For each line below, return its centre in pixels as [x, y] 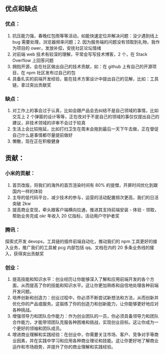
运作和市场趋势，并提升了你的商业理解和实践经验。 [64, 347]
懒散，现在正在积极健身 [36, 141]
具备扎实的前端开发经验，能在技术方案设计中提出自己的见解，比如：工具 [85, 79]
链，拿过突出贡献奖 [32, 85]
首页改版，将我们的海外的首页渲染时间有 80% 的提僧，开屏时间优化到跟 [85, 185]
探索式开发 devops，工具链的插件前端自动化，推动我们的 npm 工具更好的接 [81, 241]
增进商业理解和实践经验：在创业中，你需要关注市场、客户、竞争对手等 [83, 335]
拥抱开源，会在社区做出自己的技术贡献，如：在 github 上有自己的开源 [82, 66]
